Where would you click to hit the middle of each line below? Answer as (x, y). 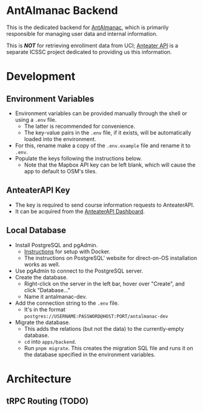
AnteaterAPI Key (38, 191)
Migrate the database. (43, 322)
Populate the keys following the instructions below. (78, 158)
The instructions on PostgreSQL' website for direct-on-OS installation (111, 257)
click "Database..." (47, 290)
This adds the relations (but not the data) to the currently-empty (104, 328)
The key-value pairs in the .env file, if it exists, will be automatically (108, 132)
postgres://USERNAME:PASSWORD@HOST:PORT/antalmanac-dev (96, 316)
